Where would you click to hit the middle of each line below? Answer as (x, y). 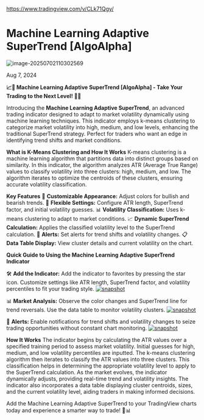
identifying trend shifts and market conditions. (64, 140)
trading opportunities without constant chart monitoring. (77, 328)
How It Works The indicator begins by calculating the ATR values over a (97, 340)
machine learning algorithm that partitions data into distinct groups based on (102, 158)
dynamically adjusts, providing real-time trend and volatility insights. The (97, 379)
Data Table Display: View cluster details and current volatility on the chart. (100, 243)
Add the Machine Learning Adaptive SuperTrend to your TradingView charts (101, 403)
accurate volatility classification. (47, 184)
